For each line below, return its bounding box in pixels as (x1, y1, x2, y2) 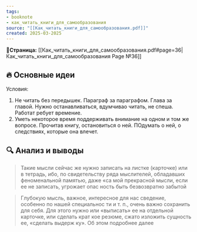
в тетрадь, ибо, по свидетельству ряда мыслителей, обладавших (20, 170, 185, 177)
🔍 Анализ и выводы (6, 146, 84, 156)
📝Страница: (6, 46, 37, 53)
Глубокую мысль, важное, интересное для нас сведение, (20, 194, 166, 201)
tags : (6, 8, 19, 15)
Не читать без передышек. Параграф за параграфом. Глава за (14, 96, 172, 103)
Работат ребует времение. (14, 109, 82, 116)
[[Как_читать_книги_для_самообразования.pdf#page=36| (38, 46, 183, 53)
